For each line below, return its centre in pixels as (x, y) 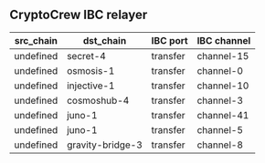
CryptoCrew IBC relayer (79, 15)
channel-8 (220, 145)
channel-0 (220, 70)
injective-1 (91, 86)
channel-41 (223, 115)
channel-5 (220, 129)
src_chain (36, 40)
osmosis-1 (91, 70)
